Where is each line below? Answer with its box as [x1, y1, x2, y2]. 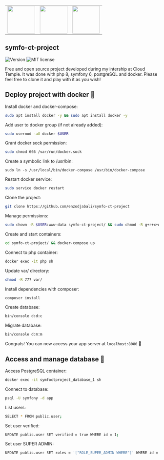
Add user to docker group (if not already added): [5, 122, 103, 127]
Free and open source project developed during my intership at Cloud [5, 66, 145, 72]
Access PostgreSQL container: [5, 368, 67, 374]
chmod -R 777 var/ [5, 277, 42, 282]
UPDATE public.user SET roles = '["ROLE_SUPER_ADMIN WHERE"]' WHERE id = [5, 450, 159, 456]
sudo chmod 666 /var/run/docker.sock [5, 149, 82, 154]
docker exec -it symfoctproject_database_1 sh [5, 377, 102, 382]
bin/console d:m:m [5, 332, 42, 337]
